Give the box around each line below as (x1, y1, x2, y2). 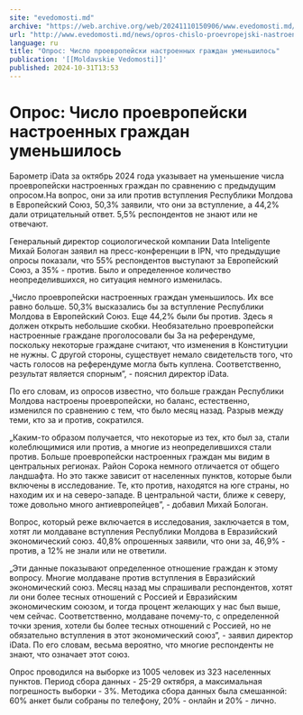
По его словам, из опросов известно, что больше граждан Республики (9, 385, 284, 397)
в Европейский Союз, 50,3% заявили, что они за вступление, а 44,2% (9, 199, 280, 210)
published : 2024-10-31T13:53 (9, 64, 119, 73)
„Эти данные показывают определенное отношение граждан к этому (9, 563, 278, 573)
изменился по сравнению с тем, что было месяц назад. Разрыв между (9, 405, 284, 416)
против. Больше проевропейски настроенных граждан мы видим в (9, 451, 271, 462)
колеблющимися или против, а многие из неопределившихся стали (9, 441, 272, 452)
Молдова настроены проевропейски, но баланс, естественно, (9, 395, 250, 406)
